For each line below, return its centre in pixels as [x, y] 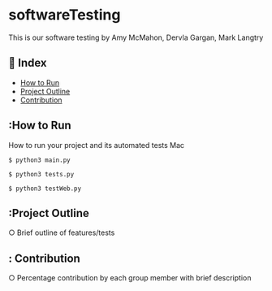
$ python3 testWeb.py [45, 189]
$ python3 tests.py [41, 174]
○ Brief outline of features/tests [62, 232]
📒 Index [28, 63]
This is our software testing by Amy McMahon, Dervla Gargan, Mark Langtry [136, 37]
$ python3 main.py [39, 160]
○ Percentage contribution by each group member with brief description [130, 278]
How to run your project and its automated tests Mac [97, 145]
